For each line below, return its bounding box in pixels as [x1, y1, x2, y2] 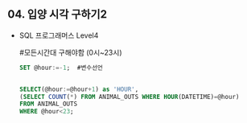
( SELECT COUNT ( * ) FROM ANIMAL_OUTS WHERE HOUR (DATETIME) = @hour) [19, 92, 240, 100]
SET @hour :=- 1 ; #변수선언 [19, 64, 104, 72]
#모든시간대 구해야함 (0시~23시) [19, 47, 122, 57]
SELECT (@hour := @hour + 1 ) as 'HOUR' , [19, 85, 139, 93]
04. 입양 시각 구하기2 [7, 7, 108, 22]
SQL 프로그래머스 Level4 [19, 31, 99, 40]
